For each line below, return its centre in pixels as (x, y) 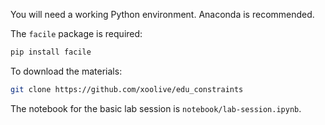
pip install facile (51, 52)
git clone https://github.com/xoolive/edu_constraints (127, 89)
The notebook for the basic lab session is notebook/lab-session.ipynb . (156, 108)
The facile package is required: (76, 33)
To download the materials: (66, 71)
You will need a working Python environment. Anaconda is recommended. (162, 14)
